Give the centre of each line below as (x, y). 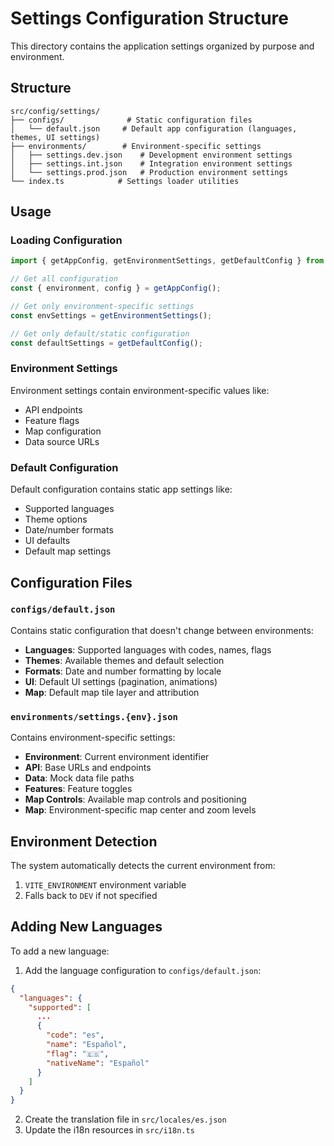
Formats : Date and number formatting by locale (123, 671)
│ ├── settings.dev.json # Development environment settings (151, 155)
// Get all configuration (64, 279)
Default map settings (68, 551)
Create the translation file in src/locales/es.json (125, 1119)
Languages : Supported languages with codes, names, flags (148, 649)
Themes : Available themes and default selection (124, 660)
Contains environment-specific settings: (93, 738)
